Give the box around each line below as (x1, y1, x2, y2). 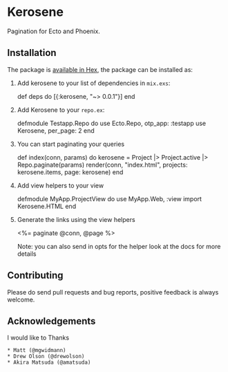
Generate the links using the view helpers (17, 215, 136, 223)
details (17, 250, 37, 258)
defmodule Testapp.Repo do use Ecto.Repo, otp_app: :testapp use (17, 119, 206, 127)
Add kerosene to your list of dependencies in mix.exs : (17, 79, 171, 87)
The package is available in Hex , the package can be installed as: (7, 65, 193, 73)
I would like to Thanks (7, 333, 70, 342)
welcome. (7, 295, 35, 304)
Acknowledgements (7, 315, 96, 327)
